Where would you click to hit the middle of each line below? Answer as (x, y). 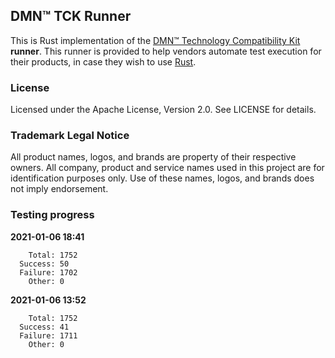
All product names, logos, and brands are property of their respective (153, 157)
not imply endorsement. (59, 189)
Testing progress (52, 215)
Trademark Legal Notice (70, 136)
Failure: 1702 (48, 272)
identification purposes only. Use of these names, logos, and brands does (162, 178)
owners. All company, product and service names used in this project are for (167, 168)
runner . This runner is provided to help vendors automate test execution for (166, 51)
